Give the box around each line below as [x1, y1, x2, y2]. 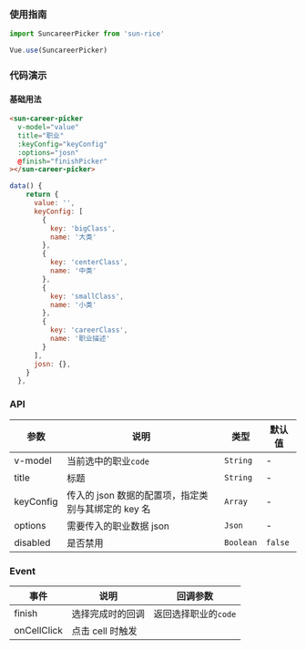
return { [25, 190, 59, 200]
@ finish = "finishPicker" [17, 157, 107, 166]
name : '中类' [49, 266, 97, 275]
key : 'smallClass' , [49, 292, 125, 301]
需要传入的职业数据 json [66, 520, 170, 532]
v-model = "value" [17, 123, 79, 132]
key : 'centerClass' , [49, 258, 128, 267]
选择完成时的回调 [71, 607, 146, 620]
